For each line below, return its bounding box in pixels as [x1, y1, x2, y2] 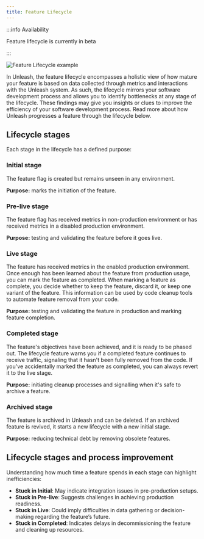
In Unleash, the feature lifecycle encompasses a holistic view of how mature [6, 73, 197, 80]
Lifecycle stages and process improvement [6, 452, 174, 463]
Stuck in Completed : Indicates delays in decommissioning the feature [15, 519, 191, 527]
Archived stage [6, 402, 53, 411]
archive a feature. [6, 387, 51, 394]
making [15, 513, 34, 520]
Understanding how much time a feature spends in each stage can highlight [6, 468, 197, 476]
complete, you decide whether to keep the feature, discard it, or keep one [6, 283, 191, 290]
